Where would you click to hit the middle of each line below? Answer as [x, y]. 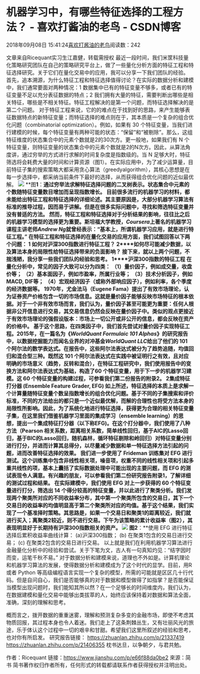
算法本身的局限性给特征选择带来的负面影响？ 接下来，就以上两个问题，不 [101, 251]
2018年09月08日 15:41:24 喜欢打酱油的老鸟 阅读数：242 [74, 45]
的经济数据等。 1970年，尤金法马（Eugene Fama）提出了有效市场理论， [95, 289]
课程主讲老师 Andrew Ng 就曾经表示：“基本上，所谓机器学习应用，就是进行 [97, 229]
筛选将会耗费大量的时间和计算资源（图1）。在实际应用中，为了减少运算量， [97, 162]
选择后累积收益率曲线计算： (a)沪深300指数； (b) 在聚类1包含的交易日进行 [97, 535]
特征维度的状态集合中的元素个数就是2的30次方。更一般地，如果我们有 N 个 [98, 139]
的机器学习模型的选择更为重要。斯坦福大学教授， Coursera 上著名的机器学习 [99, 221]
